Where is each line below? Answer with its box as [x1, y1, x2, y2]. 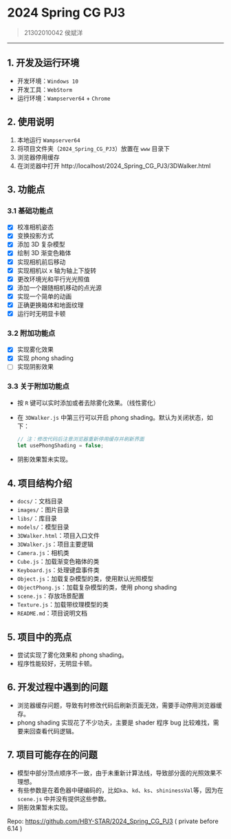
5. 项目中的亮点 [7, 631, 72, 643]
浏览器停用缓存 [16, 153, 60, 161]
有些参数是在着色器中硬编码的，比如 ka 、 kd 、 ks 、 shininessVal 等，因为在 [16, 786, 223, 794]
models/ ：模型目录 [16, 523, 69, 532]
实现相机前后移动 [16, 257, 66, 266]
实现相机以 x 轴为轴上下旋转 [16, 266, 97, 274]
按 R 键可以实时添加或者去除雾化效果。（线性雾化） [16, 398, 159, 407]
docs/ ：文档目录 [16, 497, 63, 505]
